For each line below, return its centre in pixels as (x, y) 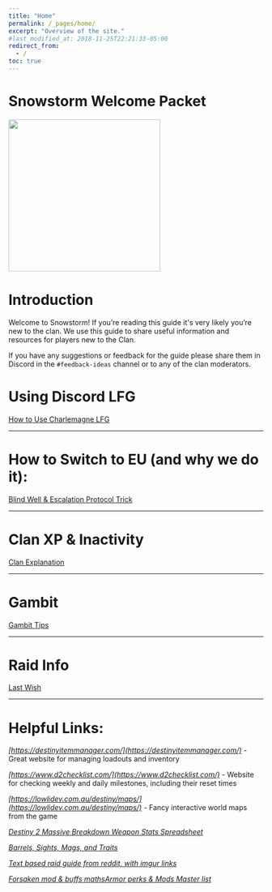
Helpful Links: (56, 728)
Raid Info (39, 665)
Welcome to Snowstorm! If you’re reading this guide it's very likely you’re (130, 322)
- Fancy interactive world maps (195, 808)
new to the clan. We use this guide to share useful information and (119, 331)
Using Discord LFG (72, 396)
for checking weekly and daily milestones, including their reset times (123, 783)
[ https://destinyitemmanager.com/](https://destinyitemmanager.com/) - (128, 750)
